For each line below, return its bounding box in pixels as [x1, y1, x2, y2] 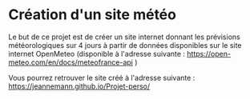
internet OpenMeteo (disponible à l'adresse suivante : [8, 49, 186, 58]
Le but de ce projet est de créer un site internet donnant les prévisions [8, 32, 240, 42]
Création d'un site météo [8, 6, 176, 24]
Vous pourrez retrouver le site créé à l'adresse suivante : [8, 73, 196, 82]
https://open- [187, 49, 231, 58]
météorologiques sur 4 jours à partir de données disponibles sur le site [8, 40, 242, 49]
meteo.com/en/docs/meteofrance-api [8, 57, 134, 67]
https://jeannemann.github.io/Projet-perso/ [8, 81, 151, 91]
